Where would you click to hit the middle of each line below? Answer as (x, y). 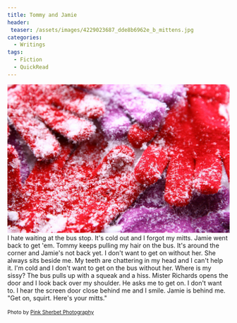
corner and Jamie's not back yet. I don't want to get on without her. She (112, 253)
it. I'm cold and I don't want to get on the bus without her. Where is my (109, 268)
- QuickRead (31, 67)
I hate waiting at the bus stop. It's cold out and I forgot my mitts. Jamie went (117, 237)
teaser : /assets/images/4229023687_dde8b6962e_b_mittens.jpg (102, 30)
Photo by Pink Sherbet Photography (51, 312)
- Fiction (28, 60)
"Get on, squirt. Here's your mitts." (57, 298)
